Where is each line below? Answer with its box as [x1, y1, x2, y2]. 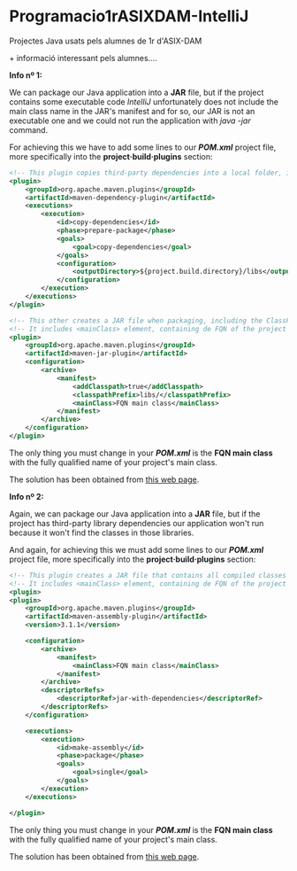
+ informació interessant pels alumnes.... [9, 52, 157, 63]
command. [9, 124, 49, 135]
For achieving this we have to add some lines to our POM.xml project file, [9, 142, 277, 152]
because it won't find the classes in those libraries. [9, 527, 194, 538]
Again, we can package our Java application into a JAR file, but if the [9, 508, 261, 519]
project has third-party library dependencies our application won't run [9, 517, 264, 528]
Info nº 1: [9, 69, 42, 81]
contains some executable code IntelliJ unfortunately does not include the [9, 96, 278, 107]
